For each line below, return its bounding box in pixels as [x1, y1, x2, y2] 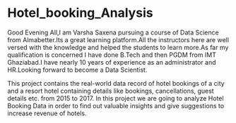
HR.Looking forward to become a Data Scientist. [7, 65, 148, 74]
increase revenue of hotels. [7, 109, 87, 117]
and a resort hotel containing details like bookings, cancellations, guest [7, 86, 214, 95]
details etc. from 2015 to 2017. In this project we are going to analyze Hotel [7, 93, 224, 103]
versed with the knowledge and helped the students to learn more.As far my [7, 43, 229, 51]
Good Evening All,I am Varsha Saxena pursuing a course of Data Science [7, 28, 219, 37]
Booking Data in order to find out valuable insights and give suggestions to [7, 101, 225, 110]
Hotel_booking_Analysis [7, 5, 153, 21]
